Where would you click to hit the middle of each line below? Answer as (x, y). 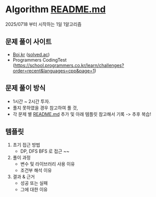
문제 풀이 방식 (25, 88)
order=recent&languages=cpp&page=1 (54, 70)
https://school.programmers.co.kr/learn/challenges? (69, 65)
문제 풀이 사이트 (29, 42)
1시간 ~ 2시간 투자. (31, 101)
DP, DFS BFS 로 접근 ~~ (45, 151)
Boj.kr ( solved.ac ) (31, 54)
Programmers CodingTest (40, 60)
